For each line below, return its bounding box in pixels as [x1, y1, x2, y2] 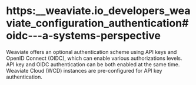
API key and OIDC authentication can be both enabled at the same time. [6, 60, 180, 68]
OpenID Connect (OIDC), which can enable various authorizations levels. [6, 55, 182, 62]
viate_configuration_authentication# [6, 16, 189, 30]
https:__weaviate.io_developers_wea [6, 4, 191, 18]
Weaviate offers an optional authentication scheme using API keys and [6, 48, 177, 55]
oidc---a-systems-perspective [6, 29, 161, 42]
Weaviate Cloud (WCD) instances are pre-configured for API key [6, 67, 162, 74]
